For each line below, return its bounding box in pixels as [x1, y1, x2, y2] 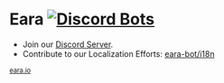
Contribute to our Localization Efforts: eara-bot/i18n [22, 48, 215, 59]
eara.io [9, 66, 32, 75]
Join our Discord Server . [22, 39, 114, 50]
